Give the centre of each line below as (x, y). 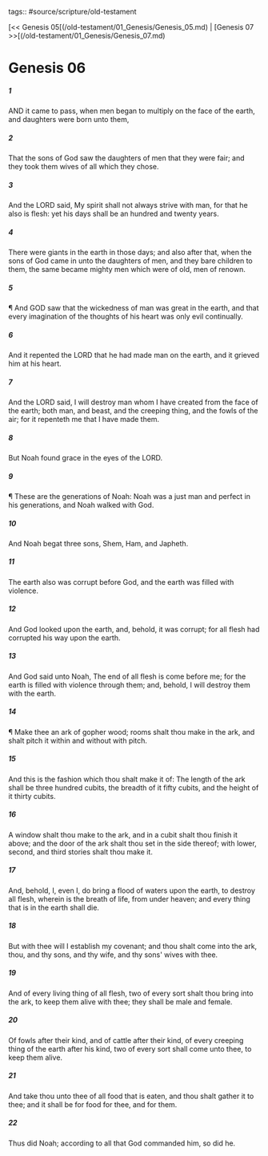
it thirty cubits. (32, 796)
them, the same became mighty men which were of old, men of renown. (127, 270)
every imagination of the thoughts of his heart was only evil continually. (126, 317)
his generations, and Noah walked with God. (81, 505)
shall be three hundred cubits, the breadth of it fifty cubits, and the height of (134, 787)
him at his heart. (35, 363)
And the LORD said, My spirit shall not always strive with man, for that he (128, 205)
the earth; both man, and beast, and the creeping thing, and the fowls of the (133, 410)
